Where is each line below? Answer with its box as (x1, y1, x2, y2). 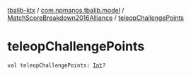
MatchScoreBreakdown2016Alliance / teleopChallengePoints (7, 13, 184, 22)
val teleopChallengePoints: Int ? (7, 62, 106, 69)
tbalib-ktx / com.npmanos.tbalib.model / (7, 6, 125, 14)
